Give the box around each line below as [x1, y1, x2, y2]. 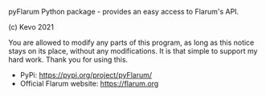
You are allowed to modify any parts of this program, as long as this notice [8, 38, 255, 47]
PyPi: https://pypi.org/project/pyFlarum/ [19, 70, 153, 79]
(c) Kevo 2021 [8, 22, 55, 31]
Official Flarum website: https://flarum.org [19, 79, 159, 88]
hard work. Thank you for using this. [8, 55, 129, 64]
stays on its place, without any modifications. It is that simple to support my [8, 46, 258, 55]
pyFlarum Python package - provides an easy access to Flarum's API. [8, 7, 239, 16]
